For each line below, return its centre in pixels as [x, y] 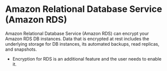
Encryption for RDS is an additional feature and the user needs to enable [87, 59]
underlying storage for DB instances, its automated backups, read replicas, [82, 44]
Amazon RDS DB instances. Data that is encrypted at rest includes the [77, 39]
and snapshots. [21, 49]
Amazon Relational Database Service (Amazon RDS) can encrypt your [77, 33]
